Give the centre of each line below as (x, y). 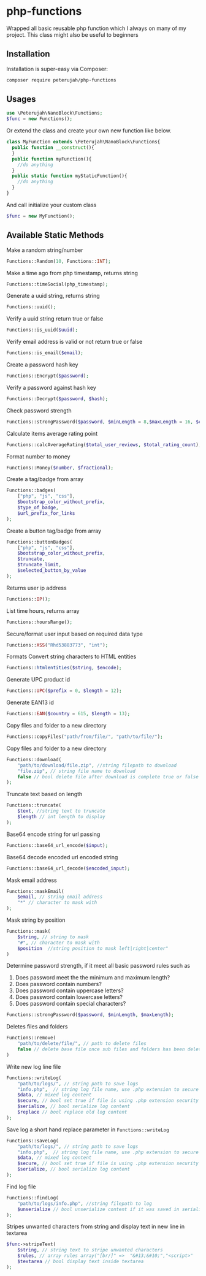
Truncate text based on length (44, 794)
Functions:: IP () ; (29, 599)
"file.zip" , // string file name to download (77, 771)
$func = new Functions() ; (39, 119)
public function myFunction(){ (52, 159)
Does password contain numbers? (59, 984)
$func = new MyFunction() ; (41, 216)
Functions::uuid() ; (31, 307)
